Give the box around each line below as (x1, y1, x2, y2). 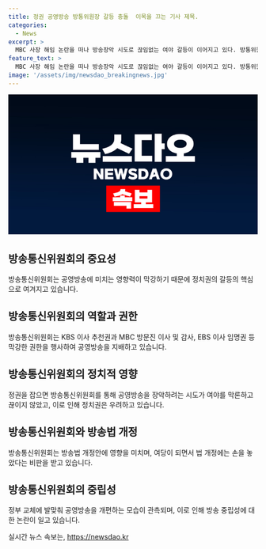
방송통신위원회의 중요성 (8, 252, 116, 265)
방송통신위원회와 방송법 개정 (8, 426, 139, 439)
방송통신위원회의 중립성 (8, 483, 116, 496)
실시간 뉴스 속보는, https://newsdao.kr (8, 532, 129, 542)
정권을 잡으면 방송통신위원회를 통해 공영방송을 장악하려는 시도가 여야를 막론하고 (8, 390, 254, 399)
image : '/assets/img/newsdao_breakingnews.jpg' (8, 71, 169, 79)
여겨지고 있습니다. (22, 285, 78, 294)
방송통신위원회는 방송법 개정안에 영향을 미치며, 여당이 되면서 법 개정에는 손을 (8, 448, 245, 457)
